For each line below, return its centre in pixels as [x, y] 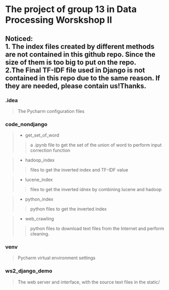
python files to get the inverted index [68, 209]
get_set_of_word [42, 135]
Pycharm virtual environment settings [57, 258]
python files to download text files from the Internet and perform [97, 228]
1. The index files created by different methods [80, 46]
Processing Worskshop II [59, 20]
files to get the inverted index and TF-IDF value [79, 170]
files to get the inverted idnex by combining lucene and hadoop [96, 190]
